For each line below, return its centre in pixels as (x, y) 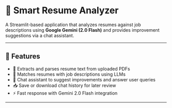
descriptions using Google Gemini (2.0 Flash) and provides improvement (82, 30)
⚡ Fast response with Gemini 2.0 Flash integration (65, 93)
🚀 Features (23, 57)
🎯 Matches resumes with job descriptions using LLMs (69, 74)
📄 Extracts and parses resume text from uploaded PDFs (71, 69)
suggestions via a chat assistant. (40, 35)
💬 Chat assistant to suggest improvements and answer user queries (84, 79)
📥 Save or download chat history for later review (64, 85)
